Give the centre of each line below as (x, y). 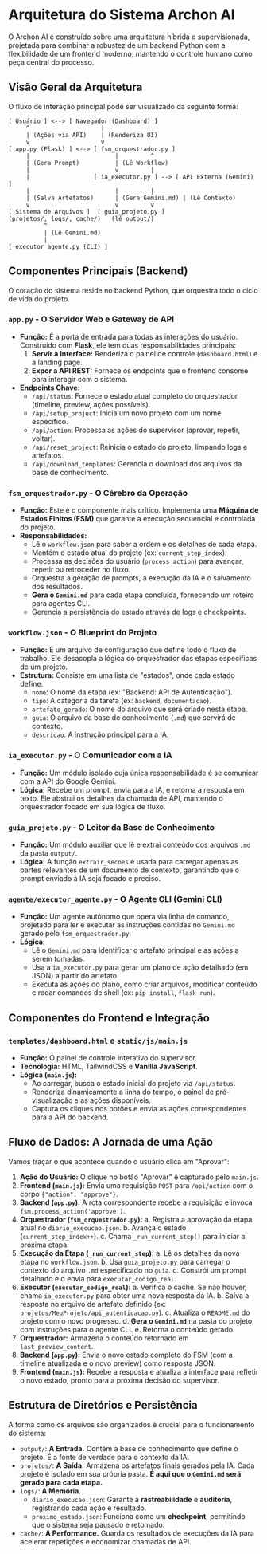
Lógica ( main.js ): (48, 1075)
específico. (50, 421)
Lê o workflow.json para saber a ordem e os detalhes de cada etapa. (144, 545)
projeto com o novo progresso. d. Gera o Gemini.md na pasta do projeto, (137, 1320)
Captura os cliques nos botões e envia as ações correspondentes (139, 1109)
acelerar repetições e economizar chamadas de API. (106, 1541)
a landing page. (57, 362)
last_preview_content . (56, 1346)
